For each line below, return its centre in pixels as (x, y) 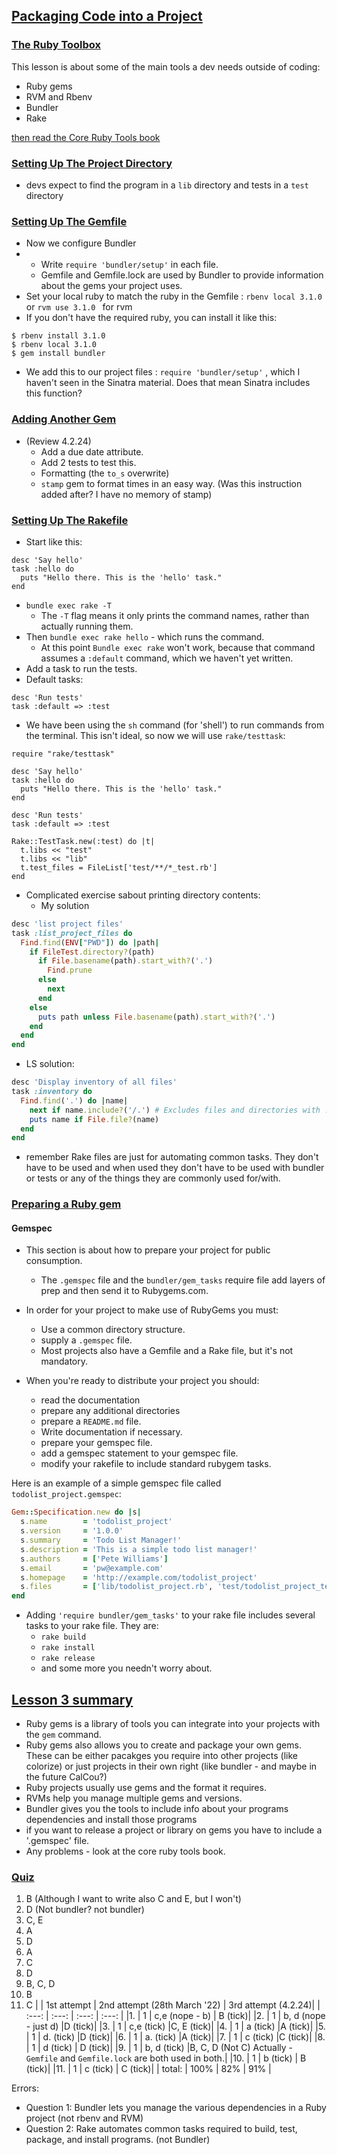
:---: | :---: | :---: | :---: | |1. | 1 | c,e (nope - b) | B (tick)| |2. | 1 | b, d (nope (175, 2016)
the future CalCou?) (66, 1776)
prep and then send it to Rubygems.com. (124, 1291)
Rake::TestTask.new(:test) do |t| (83, 841)
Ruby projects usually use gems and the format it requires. (146, 1787)
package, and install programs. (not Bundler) (118, 2140)
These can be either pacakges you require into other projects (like (162, 1755)
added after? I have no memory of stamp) (126, 494)
